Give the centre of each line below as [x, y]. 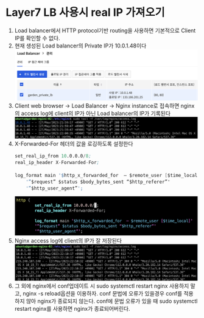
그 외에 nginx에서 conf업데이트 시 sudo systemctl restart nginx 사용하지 [102, 286]
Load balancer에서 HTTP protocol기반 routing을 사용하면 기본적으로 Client [105, 30]
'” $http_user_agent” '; [55, 188]
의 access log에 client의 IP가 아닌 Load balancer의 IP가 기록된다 [93, 113]
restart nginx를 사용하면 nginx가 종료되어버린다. [72, 308]
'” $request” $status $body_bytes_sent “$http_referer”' [98, 182]
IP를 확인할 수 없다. [37, 38]
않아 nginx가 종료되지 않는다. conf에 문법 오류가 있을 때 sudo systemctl [112, 301]
